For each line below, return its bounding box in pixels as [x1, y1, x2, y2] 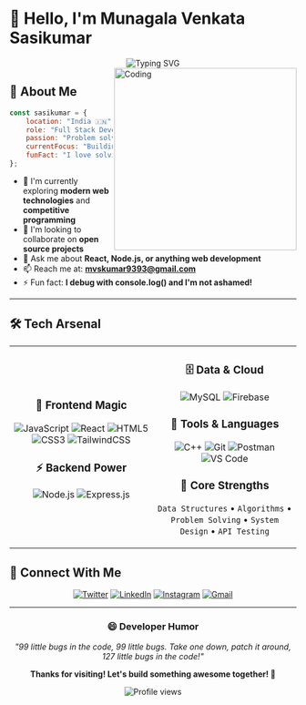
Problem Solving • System [170, 514, 280, 526]
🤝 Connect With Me [9, 565, 122, 580]
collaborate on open [22, 233, 99, 244]
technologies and [22, 195, 91, 206]
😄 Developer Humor [107, 620, 199, 633]
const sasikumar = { [9, 108, 88, 117]
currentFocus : [25, 142, 79, 151]
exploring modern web [22, 185, 109, 196]
